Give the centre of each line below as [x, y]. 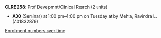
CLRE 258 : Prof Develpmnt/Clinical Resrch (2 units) [56, 7]
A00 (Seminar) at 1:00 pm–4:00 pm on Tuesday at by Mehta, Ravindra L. [84, 16]
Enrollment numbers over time [35, 31]
